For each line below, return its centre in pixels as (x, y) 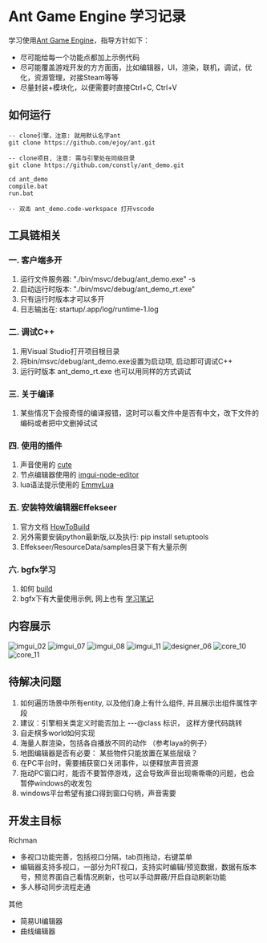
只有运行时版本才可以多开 (62, 299)
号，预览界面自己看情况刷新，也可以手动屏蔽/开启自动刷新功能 (123, 877)
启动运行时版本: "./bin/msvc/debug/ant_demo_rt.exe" (107, 289)
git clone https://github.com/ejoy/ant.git (82, 142)
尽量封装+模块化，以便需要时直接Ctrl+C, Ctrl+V (99, 87)
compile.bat (28, 186)
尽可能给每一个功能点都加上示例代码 (80, 57)
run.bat (21, 193)
